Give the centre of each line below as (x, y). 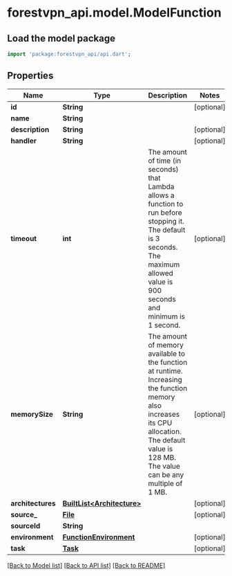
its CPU (160, 422)
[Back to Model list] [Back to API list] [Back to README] (86, 565)
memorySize (32, 414)
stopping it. (166, 221)
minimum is (166, 316)
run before (165, 213)
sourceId (26, 525)
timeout (23, 238)
